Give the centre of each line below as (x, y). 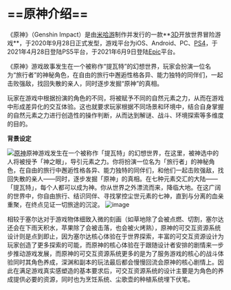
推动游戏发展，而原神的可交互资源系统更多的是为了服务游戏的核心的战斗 (115, 253)
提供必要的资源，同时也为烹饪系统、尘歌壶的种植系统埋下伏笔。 (103, 279)
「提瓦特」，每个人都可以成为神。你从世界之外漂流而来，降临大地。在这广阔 (114, 187)
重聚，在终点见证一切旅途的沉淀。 (55, 204)
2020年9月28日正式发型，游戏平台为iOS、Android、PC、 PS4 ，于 (124, 43)
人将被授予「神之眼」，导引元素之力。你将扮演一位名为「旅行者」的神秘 (108, 161)
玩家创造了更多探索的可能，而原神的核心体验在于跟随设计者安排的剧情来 (109, 245)
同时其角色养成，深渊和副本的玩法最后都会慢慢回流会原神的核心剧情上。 (115, 262)
